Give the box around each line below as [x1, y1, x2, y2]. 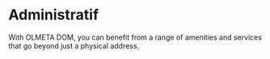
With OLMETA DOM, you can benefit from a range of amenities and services [8, 32, 263, 42]
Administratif [8, 6, 99, 24]
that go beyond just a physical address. [8, 40, 140, 50]
